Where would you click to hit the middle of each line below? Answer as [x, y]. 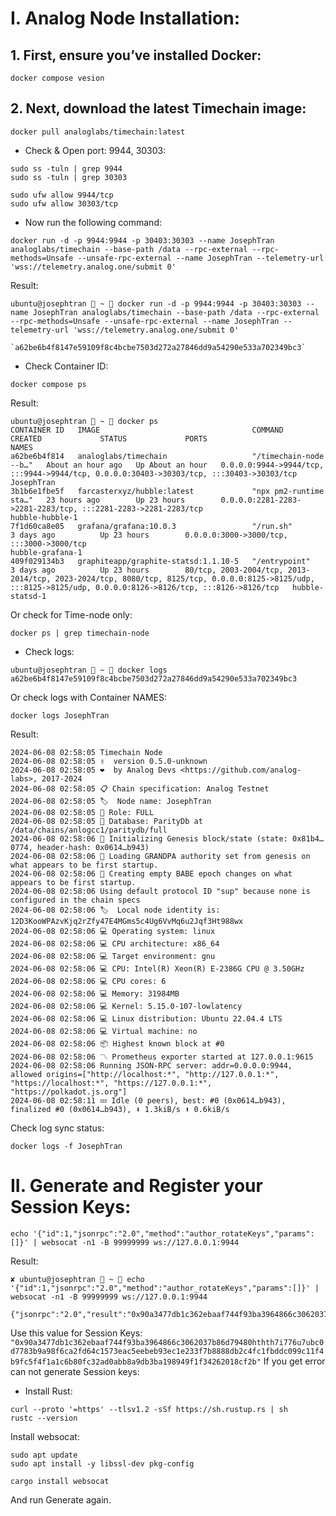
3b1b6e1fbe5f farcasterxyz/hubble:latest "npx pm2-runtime [167, 491]
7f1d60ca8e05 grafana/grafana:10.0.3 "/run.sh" [151, 526]
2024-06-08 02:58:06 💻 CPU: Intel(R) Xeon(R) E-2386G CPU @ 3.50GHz [157, 968]
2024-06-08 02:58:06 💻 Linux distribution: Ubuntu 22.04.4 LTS [146, 1018]
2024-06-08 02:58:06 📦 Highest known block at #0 [117, 1043]
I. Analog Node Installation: [125, 18]
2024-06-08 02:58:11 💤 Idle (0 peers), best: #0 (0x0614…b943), [148, 1100]
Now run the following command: [93, 222]
